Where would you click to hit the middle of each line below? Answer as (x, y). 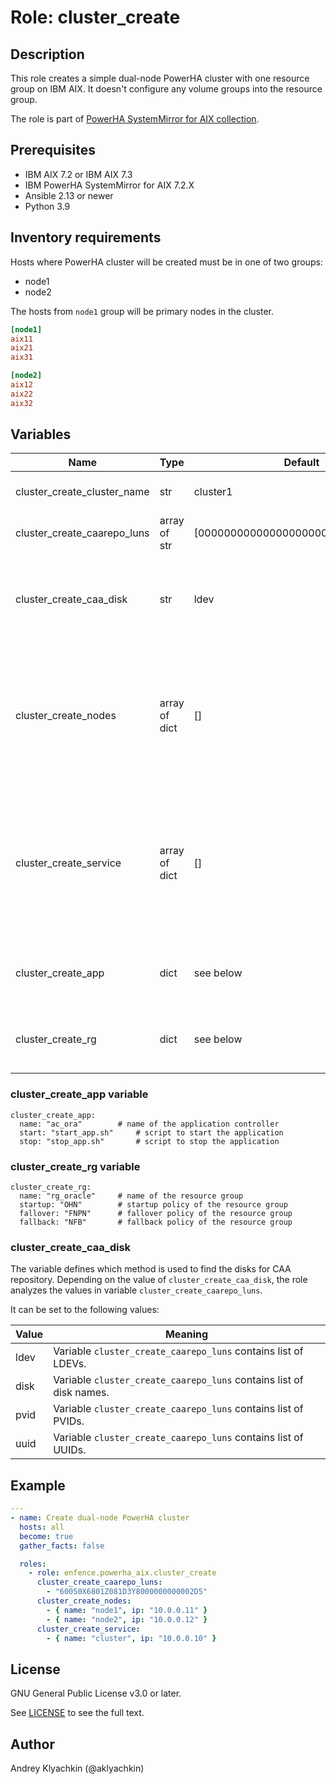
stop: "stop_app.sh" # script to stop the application (149, 1141)
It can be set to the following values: (85, 1310)
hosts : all (42, 1527)
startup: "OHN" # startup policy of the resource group (153, 1205)
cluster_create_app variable (79, 1094)
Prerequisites (53, 150)
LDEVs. (70, 1364)
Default (301, 463)
